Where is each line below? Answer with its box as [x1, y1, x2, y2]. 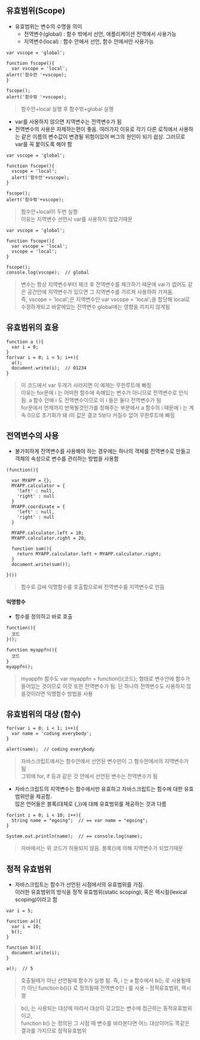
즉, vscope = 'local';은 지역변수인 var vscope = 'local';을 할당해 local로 [20, 296, 190, 303]
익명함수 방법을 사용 [47, 690, 93, 697]
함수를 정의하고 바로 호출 [14, 612, 73, 620]
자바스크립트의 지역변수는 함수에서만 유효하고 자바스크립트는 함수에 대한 [14, 785, 183, 793]
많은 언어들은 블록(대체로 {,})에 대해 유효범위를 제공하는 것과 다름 [14, 800, 167, 808]
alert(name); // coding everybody [6, 746, 95, 753]
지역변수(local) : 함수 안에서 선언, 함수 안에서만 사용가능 [23, 38, 154, 45]
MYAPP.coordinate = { [11, 504, 66, 510]
